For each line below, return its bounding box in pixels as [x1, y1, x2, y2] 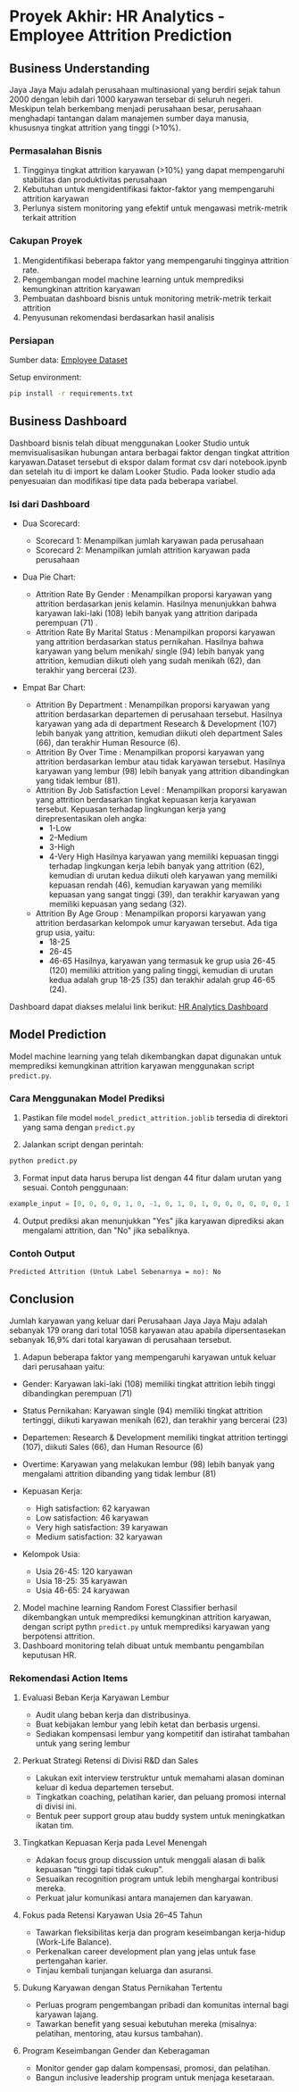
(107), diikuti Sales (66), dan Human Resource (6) [21, 1441, 203, 1452]
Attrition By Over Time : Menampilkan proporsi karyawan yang [35, 746, 265, 757]
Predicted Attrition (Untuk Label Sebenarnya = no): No [9, 1268, 221, 1277]
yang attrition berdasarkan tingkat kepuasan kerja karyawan [35, 794, 257, 804]
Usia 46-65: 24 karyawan [35, 1585, 130, 1596]
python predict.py [9, 1156, 78, 1165]
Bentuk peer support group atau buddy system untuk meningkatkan [35, 1811, 286, 1821]
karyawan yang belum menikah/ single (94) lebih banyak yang [35, 646, 265, 656]
